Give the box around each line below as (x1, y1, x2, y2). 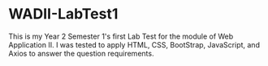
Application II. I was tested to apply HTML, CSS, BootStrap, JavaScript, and (8, 39, 260, 49)
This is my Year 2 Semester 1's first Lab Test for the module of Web (8, 31, 234, 41)
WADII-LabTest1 (8, 5, 119, 23)
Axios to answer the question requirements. (8, 48, 154, 58)
